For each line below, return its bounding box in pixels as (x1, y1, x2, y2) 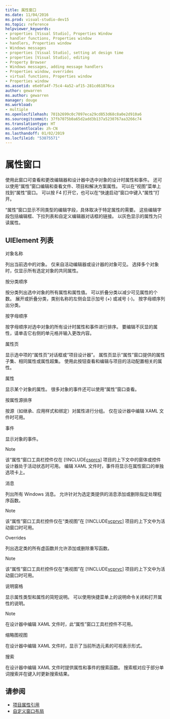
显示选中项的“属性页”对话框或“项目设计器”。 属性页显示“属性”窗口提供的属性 (5, 352, 165, 357)
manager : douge (5, 97, 38, 102)
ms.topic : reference (5, 21, 49, 27)
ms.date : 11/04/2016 (5, 12, 49, 17)
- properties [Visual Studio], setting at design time (5, 50, 124, 55)
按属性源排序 (5, 397, 32, 403)
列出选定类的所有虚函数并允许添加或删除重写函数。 (5, 545, 112, 551)
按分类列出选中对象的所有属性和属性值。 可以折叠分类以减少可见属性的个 (5, 289, 158, 295)
